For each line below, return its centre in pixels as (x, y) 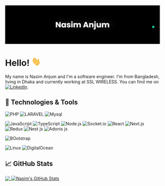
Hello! (17, 63)
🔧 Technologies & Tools (41, 103)
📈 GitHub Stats (29, 164)
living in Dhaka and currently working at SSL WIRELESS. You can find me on (82, 82)
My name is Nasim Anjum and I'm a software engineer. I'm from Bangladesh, (82, 76)
